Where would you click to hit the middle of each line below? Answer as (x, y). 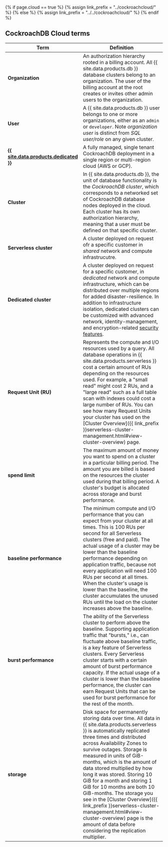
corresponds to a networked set (120, 193)
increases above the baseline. (118, 608)
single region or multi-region (117, 159)
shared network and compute (117, 251)
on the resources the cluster (116, 475)
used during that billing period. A (121, 481)
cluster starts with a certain (115, 660)
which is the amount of (130, 762)
